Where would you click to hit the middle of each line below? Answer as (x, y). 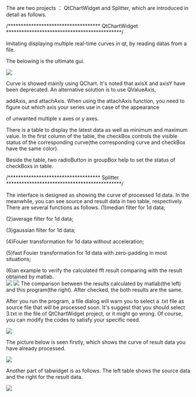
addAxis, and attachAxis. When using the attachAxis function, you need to (95, 101)
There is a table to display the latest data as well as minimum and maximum (97, 130)
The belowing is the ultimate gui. (45, 61)
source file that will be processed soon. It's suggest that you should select (96, 307)
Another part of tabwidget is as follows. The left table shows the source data (98, 371)
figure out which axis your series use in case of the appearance (83, 107)
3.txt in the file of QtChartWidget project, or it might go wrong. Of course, (94, 314)
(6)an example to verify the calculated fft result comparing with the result (94, 270)
